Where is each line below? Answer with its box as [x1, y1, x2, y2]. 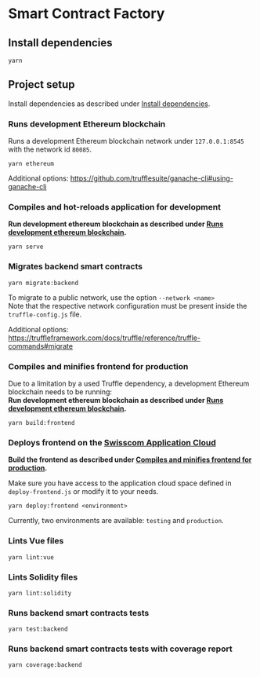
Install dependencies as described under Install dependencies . [8, 99, 211, 108]
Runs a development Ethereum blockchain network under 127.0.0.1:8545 [8, 137, 244, 146]
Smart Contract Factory [8, 5, 165, 23]
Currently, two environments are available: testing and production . [8, 516, 225, 525]
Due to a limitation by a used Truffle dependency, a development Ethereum [8, 379, 250, 388]
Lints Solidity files [8, 571, 78, 582]
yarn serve [8, 243, 44, 251]
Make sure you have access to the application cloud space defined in [8, 478, 232, 488]
